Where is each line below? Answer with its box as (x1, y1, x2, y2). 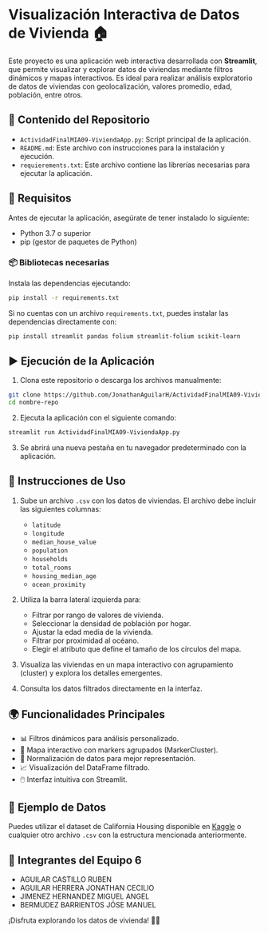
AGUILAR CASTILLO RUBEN (19, 875, 112, 884)
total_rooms (31, 564, 72, 572)
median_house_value (31, 538, 97, 546)
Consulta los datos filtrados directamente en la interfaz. (19, 684, 203, 693)
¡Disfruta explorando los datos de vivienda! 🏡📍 (8, 915, 161, 925)
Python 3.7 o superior (19, 228, 92, 237)
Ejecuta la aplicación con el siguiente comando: (19, 413, 177, 423)
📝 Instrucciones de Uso (8, 474, 126, 488)
